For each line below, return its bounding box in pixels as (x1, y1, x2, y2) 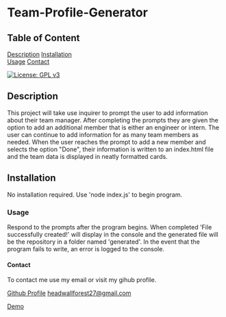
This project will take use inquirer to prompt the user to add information (7, 108, 208, 117)
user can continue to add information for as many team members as (7, 130, 199, 138)
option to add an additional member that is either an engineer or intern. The (7, 123, 220, 131)
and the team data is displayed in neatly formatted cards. (7, 152, 168, 160)
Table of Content (7, 32, 80, 44)
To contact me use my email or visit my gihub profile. (7, 276, 157, 284)
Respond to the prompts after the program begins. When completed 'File (7, 223, 212, 231)
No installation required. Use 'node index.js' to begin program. (7, 190, 183, 199)
